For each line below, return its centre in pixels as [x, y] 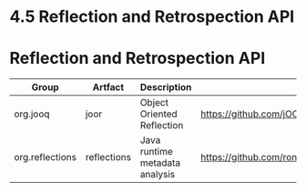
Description [166, 87]
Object [154, 103]
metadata [160, 163]
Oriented [158, 114]
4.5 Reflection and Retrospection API [152, 17]
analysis [158, 175]
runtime [156, 152]
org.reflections [46, 157]
